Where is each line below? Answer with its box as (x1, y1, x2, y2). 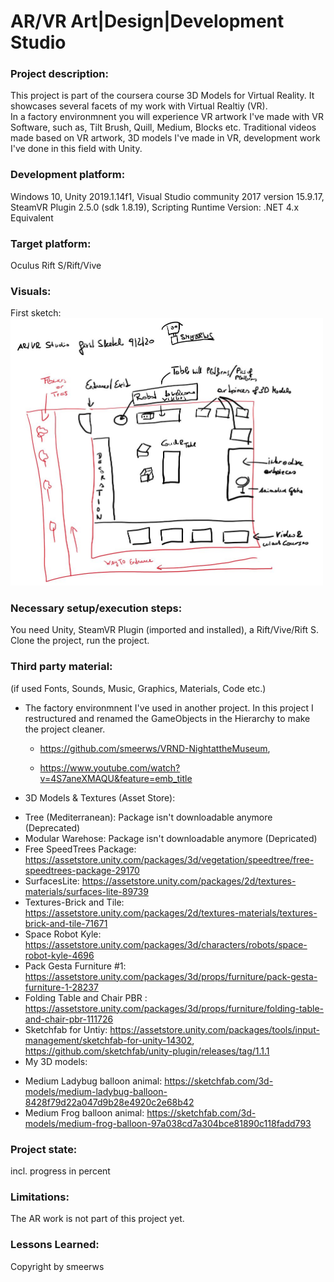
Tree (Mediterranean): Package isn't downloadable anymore (24, 811, 273, 823)
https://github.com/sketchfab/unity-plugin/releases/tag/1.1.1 (24, 1045, 270, 1057)
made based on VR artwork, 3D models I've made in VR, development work (10, 132, 321, 144)
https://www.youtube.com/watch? (39, 761, 181, 774)
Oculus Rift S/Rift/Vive (10, 260, 102, 272)
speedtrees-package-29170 (24, 864, 140, 876)
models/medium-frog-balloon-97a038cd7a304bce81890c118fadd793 (24, 1117, 312, 1129)
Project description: (10, 67, 109, 81)
